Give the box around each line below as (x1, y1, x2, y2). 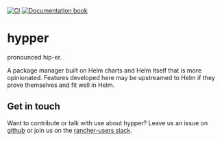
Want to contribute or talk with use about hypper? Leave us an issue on (7, 118, 208, 127)
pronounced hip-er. (7, 53, 62, 61)
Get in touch (7, 101, 60, 112)
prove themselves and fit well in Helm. (7, 81, 115, 89)
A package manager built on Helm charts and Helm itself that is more (7, 66, 202, 75)
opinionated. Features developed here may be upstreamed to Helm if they (7, 73, 216, 81)
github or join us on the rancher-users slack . (7, 126, 132, 134)
